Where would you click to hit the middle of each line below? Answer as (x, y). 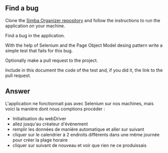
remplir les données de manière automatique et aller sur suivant (78, 129)
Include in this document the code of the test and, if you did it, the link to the (84, 70)
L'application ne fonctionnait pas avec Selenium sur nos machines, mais (79, 103)
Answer (18, 91)
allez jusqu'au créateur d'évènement (50, 124)
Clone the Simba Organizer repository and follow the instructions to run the (83, 20)
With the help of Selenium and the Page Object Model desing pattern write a (84, 45)
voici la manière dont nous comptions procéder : (55, 109)
